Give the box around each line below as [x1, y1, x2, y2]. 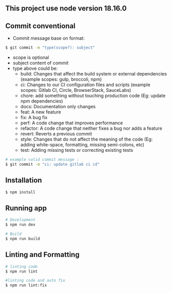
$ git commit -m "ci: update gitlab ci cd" [5, 162, 100, 167]
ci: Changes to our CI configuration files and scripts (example [20, 82, 150, 88]
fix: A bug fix [20, 114, 48, 121]
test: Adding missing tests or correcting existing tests [20, 147, 133, 153]
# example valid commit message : [5, 157, 80, 162]
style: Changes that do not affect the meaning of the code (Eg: [20, 136, 153, 143]
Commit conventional [5, 22, 76, 30]
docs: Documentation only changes [20, 104, 96, 110]
